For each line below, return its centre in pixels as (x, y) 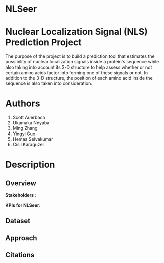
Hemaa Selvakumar (33, 139)
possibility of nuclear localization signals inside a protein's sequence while (82, 62)
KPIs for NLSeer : (23, 205)
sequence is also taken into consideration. (49, 83)
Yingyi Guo (24, 134)
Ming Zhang (25, 128)
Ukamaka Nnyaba (31, 123)
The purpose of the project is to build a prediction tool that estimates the (80, 56)
